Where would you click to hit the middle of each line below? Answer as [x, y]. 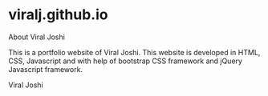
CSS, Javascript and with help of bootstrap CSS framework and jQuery [126, 61]
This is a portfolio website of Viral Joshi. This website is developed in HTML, [134, 52]
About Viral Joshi [37, 37]
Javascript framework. [45, 69]
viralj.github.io [58, 15]
